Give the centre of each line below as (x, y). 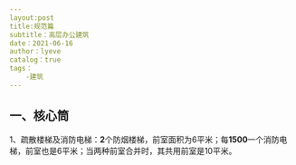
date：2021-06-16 (42, 43)
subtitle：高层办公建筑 (49, 34)
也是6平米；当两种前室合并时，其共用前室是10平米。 (138, 150)
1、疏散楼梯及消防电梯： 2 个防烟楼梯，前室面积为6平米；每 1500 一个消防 (144, 139)
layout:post (32, 18)
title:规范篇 (32, 26)
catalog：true (35, 60)
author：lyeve (35, 52)
